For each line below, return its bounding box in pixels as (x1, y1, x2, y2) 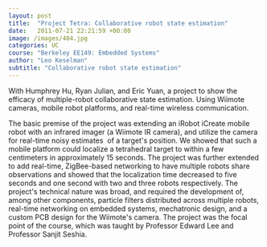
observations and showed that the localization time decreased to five (8, 169, 237, 179)
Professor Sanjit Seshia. (8, 229, 88, 239)
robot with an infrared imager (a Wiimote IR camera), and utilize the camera (8, 127, 258, 136)
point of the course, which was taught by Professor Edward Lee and (8, 221, 234, 230)
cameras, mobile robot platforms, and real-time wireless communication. (8, 103, 249, 112)
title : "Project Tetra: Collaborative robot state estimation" (8, 19, 228, 27)
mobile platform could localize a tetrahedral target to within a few (8, 144, 224, 153)
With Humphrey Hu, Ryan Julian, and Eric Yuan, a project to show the (8, 86, 238, 95)
